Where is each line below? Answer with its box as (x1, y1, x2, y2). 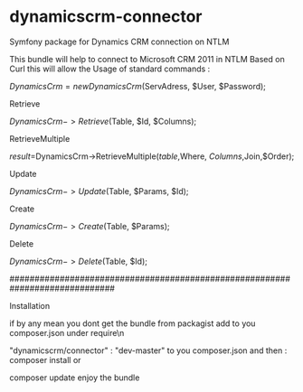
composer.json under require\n (9, 327, 125, 338)
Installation (9, 300, 51, 311)
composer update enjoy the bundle (9, 372, 140, 383)
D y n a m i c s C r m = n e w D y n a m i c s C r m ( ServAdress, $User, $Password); (9, 80, 267, 91)
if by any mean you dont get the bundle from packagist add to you (9, 318, 256, 329)
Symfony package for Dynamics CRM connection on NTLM (9, 36, 230, 47)
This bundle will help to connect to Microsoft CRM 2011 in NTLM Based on (9, 53, 285, 64)
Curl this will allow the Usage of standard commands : (9, 63, 211, 74)
